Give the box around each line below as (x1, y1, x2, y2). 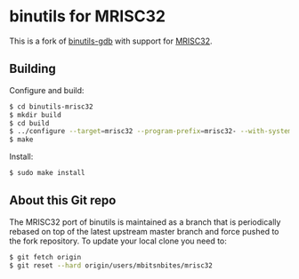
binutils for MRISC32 (9, 6, 166, 27)
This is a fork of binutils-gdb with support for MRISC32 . (9, 36, 213, 46)
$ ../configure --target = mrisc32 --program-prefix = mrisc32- (9, 127, 238, 136)
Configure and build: (9, 84, 85, 95)
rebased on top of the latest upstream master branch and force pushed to (9, 226, 279, 236)
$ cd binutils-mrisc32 (9, 102, 93, 111)
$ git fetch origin (9, 252, 82, 261)
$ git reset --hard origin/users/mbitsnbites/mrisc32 (9, 260, 214, 270)
